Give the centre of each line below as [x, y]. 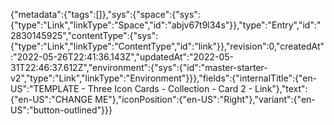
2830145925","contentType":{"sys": [84, 35]
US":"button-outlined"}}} [61, 110]
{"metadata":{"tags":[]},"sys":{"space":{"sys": [105, 14]
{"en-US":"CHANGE [51, 99]
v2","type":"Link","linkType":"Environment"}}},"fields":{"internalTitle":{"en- [164, 78]
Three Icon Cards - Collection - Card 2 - [170, 88]
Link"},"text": [281, 88]
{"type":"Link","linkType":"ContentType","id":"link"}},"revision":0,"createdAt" [167, 46]
